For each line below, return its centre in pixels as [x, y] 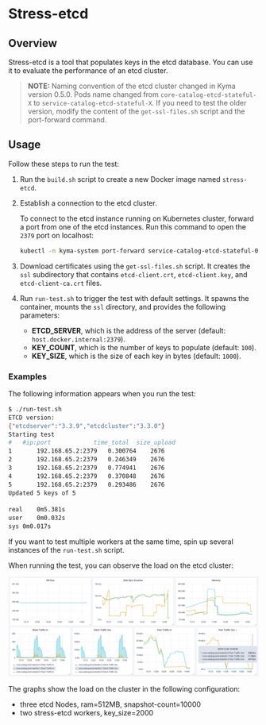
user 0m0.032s [37, 518]
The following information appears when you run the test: [102, 393]
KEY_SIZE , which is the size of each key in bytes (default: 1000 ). [136, 356]
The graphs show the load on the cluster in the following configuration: [124, 688]
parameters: [40, 315]
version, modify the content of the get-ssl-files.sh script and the [136, 111]
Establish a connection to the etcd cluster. [88, 202]
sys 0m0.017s [30, 526]
